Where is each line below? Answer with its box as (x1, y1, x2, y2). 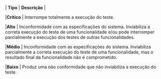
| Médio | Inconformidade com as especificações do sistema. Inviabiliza (5, 44, 151, 49)
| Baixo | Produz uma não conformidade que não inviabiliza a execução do (5, 64, 157, 70)
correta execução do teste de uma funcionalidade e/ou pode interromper (5, 29, 155, 35)
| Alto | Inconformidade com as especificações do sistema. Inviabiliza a (5, 24, 151, 30)
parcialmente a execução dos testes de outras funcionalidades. (5, 35, 135, 40)
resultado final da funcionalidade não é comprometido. (5, 54, 118, 60)
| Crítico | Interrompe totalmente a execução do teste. (5, 14, 114, 20)
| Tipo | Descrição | (5, 5, 46, 10)
